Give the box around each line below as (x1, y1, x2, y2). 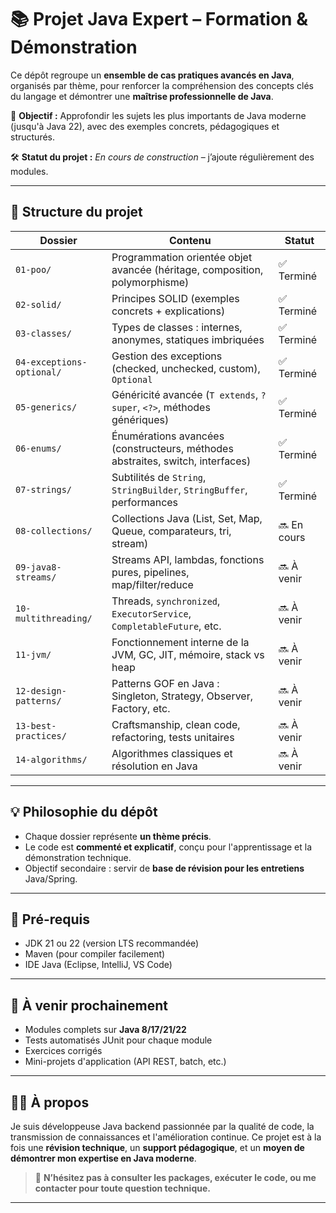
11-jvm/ (15, 649, 52, 660)
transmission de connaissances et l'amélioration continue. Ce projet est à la (10, 1131, 322, 1143)
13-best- (15, 720, 57, 731)
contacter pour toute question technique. (34, 1182, 211, 1194)
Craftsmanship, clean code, (111, 717, 241, 731)
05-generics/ (15, 401, 78, 413)
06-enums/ (15, 442, 62, 454)
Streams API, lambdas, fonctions (111, 552, 265, 566)
